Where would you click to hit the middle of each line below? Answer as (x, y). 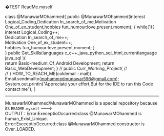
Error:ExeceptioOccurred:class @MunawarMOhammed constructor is (75, 124)
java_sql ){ (15, 58)
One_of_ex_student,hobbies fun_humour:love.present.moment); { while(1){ (80, 27)
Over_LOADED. (20, 129)
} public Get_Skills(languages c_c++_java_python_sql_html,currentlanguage (81, 53)
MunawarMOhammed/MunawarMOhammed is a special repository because (81, 103)
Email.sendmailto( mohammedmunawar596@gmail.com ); (62, 79)
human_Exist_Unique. (27, 119)
